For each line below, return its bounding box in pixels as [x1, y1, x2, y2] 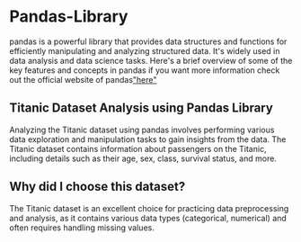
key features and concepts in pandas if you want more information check [9, 65, 280, 76]
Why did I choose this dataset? [9, 179, 186, 194]
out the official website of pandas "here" [9, 74, 157, 85]
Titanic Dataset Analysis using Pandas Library [9, 101, 274, 116]
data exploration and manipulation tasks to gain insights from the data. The [9, 133, 287, 145]
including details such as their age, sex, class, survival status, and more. [9, 153, 277, 164]
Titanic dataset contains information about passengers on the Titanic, [9, 143, 267, 154]
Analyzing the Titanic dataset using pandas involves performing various [9, 124, 275, 135]
